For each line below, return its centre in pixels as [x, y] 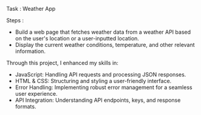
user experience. [36, 94]
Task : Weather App [31, 9]
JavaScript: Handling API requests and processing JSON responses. [101, 74]
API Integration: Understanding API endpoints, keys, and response [98, 100]
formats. [26, 107]
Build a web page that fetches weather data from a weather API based [103, 32]
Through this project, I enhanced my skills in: [62, 63]
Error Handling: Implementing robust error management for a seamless [104, 87]
